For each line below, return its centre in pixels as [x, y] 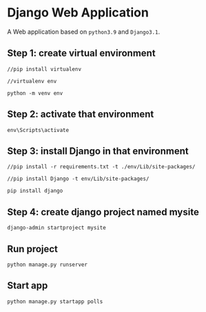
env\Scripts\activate [38, 130]
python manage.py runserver [48, 265]
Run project [33, 249]
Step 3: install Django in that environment [98, 151]
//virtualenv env [32, 81]
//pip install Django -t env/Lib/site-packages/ [78, 179]
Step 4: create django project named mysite [103, 212]
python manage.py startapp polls [55, 301]
